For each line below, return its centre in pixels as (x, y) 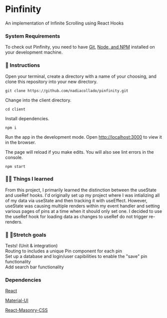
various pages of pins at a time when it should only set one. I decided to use (84, 211)
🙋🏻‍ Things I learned (29, 179)
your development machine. (34, 52)
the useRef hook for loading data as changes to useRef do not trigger (76, 216)
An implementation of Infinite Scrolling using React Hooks (64, 23)
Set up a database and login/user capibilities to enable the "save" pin (76, 256)
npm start (15, 166)
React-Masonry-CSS (26, 310)
